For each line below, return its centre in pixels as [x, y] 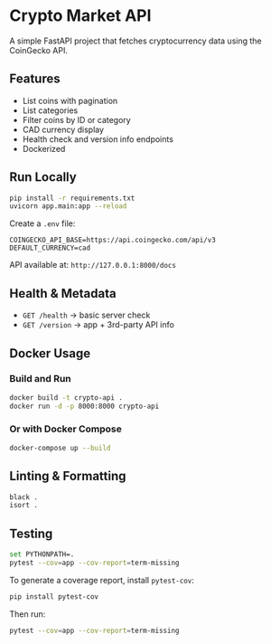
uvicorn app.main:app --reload [68, 206]
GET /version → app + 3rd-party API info [98, 325]
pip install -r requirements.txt [72, 198]
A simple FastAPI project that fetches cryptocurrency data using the [135, 41]
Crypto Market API [80, 16]
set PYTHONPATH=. [42, 554]
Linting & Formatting [68, 476]
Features [35, 79]
